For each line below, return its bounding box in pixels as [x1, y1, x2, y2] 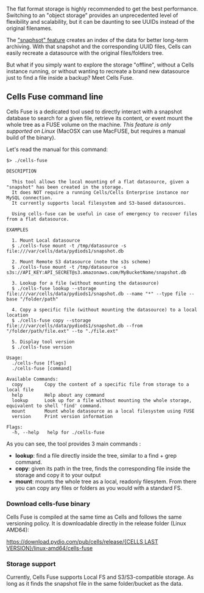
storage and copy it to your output [15, 471, 101, 478]
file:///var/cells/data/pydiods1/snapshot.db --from [6, 322, 143, 328]
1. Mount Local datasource [12, 237, 80, 243]
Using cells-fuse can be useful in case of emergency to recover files [12, 210, 198, 217]
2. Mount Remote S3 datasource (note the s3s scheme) [12, 258, 151, 265]
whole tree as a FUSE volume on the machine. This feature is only [6, 121, 172, 128]
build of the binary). [6, 133, 56, 141]
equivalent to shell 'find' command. [6, 402, 102, 409]
